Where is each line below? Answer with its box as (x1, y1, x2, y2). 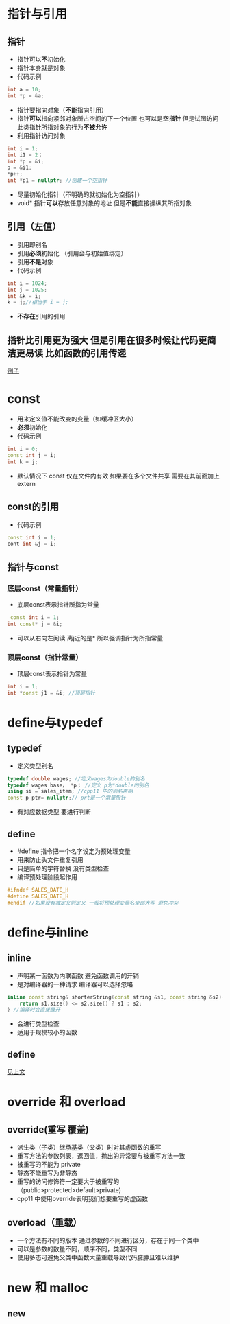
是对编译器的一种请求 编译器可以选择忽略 (16, 979, 133, 988)
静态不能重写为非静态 (16, 1169, 77, 1177)
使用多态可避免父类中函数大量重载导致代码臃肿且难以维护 (16, 1253, 179, 1262)
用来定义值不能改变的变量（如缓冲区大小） (16, 415, 138, 423)
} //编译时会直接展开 (7, 1006, 60, 1013)
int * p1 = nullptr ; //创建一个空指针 (7, 177, 107, 184)
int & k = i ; (7, 292, 41, 299)
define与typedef (7, 715, 103, 730)
